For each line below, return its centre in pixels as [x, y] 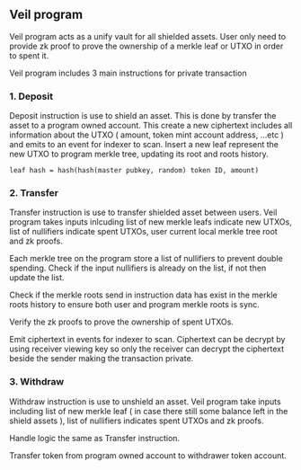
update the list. [37, 278]
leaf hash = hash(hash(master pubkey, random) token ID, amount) [134, 171]
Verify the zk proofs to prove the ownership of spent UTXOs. [121, 322]
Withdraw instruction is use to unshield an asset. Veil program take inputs [145, 401]
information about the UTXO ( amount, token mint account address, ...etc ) [147, 135]
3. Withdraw [37, 382]
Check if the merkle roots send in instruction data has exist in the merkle [143, 295]
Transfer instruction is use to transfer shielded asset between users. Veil [143, 213]
